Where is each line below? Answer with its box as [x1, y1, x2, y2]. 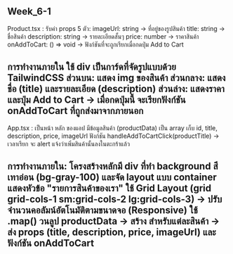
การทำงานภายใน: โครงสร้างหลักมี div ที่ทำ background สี [7, 160, 218, 172]
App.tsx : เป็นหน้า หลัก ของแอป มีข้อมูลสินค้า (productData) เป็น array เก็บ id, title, [7, 123, 218, 132]
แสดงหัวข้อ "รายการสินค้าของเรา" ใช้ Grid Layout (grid [7, 182, 212, 194]
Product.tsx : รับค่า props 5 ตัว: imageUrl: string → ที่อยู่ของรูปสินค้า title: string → [7, 24, 225, 32]
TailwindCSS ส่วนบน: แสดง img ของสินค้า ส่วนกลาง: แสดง [7, 72, 226, 84]
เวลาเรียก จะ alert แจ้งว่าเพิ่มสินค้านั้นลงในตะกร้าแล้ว [7, 139, 131, 148]
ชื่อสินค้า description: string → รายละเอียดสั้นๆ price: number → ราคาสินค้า [7, 32, 199, 41]
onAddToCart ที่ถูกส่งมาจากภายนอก [7, 105, 144, 117]
